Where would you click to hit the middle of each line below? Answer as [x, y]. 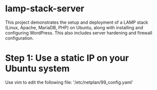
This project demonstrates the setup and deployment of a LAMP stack [77, 22]
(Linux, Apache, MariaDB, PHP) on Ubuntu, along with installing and [74, 27]
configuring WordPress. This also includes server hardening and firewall [79, 33]
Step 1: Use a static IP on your [67, 58]
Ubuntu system [37, 68]
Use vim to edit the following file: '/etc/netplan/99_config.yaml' [69, 82]
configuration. [19, 38]
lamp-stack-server [45, 9]
